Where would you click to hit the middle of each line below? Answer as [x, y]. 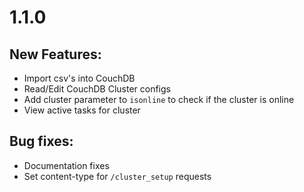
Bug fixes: [41, 141]
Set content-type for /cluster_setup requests [117, 176]
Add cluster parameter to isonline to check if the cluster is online [159, 99]
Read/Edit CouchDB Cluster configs [97, 89]
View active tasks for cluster [82, 110]
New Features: [55, 54]
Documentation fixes [66, 165]
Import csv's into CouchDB [79, 78]
